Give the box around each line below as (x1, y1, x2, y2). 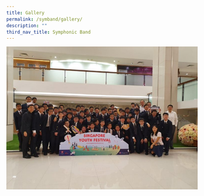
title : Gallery (6, 10, 45, 16)
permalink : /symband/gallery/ (6, 16, 83, 22)
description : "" (6, 22, 47, 28)
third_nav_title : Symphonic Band (6, 29, 91, 35)
